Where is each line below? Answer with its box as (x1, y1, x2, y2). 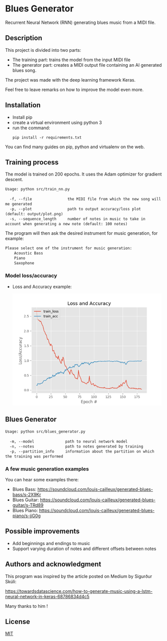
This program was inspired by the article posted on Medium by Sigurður (5, 573, 153, 579)
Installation (5, 101, 41, 109)
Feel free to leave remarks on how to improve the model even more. (5, 87, 144, 92)
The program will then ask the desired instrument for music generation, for (5, 230, 158, 236)
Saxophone (14, 261, 35, 266)
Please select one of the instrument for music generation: (5, 246, 133, 251)
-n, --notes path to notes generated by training (9, 444, 143, 449)
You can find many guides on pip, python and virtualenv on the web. (5, 144, 145, 150)
